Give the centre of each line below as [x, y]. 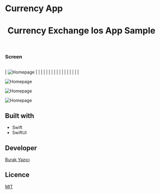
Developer [21, 148]
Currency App [34, 9]
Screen [14, 57]
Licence [17, 175]
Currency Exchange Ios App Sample [81, 31]
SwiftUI [19, 133]
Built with [20, 115]
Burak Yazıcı [17, 160]
